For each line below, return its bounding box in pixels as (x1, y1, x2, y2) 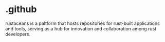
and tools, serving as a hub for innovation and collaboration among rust (5, 25, 157, 31)
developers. (5, 31, 31, 37)
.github (5, 4, 37, 15)
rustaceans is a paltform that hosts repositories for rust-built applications (5, 20, 160, 26)
